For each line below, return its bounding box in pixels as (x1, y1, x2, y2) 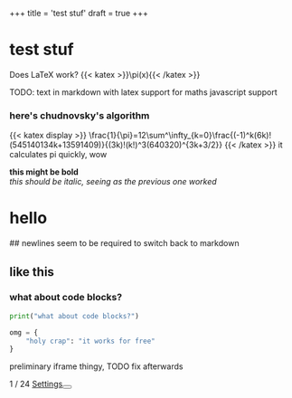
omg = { (9, 327, 39, 337)
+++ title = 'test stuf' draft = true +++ (9, 8, 149, 18)
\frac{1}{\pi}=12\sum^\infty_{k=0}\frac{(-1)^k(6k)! (89, 130, 272, 141)
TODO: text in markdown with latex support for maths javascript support (9, 86, 278, 98)
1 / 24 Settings (9, 379, 63, 390)
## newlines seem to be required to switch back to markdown (9, 238, 240, 249)
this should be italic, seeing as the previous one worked (9, 176, 217, 187)
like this (9, 264, 54, 280)
